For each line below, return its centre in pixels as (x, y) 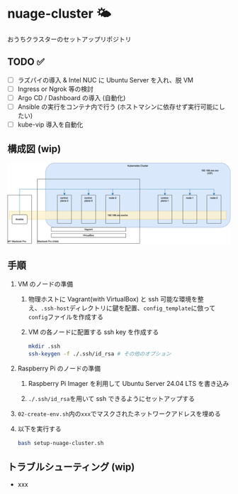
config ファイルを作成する (66, 316)
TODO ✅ (26, 62)
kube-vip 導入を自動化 (50, 124)
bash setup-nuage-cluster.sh (61, 443)
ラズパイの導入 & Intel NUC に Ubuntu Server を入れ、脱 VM (105, 80)
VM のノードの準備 (45, 284)
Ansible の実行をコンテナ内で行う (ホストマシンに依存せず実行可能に (118, 107)
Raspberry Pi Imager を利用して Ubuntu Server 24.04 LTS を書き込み (129, 383)
